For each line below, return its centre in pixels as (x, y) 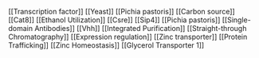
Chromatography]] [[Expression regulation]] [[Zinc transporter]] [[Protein (128, 37)
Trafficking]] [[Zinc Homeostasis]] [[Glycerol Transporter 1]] (106, 45)
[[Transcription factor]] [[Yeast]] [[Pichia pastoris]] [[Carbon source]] (122, 12)
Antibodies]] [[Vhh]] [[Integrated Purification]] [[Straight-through (141, 28)
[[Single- (236, 20)
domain (21, 28)
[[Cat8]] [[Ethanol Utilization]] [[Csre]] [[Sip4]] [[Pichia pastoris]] (114, 20)
